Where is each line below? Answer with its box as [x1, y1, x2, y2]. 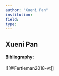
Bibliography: [5, 54, 34, 60]
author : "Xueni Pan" [5, 7, 49, 13]
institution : [5, 12, 33, 17]
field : [5, 17, 19, 22]
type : [5, 21, 17, 27]
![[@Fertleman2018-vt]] [5, 65, 54, 71]
